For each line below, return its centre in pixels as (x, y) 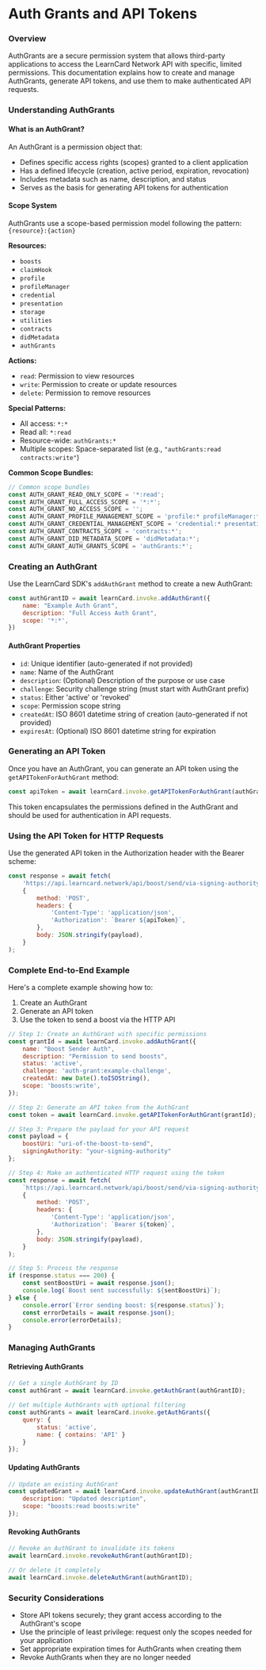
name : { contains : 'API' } (81, 1434)
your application (46, 1640)
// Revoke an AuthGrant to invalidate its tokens (92, 1549)
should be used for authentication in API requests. (90, 815)
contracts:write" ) (49, 457)
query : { (37, 1420)
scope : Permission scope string (70, 705)
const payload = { (38, 1136)
